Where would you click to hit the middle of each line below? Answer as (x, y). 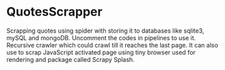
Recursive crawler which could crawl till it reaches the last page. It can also (112, 45)
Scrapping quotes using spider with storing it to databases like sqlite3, (105, 31)
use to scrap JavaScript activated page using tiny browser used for (101, 52)
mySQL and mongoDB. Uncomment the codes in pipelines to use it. (101, 37)
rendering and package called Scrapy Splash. (70, 59)
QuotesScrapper (55, 12)
